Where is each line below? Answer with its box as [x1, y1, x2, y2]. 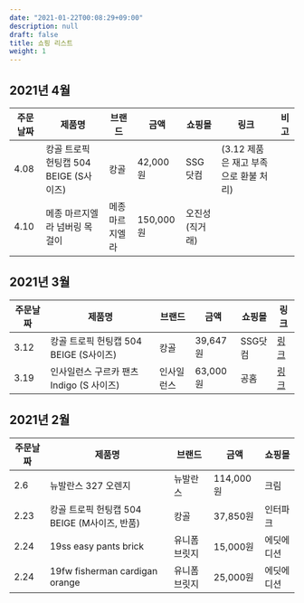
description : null [9, 22, 79, 31]
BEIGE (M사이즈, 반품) [49, 516, 140, 529]
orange [49, 576, 81, 589]
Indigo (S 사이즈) [50, 379, 120, 391]
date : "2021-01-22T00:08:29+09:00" [9, 13, 144, 23]
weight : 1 [9, 47, 47, 56]
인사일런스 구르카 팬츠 [50, 365, 139, 378]
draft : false [9, 30, 59, 39]
